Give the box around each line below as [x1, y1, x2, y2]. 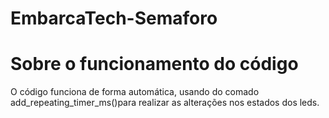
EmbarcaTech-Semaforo [10, 7, 218, 30]
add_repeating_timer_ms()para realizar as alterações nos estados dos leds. [10, 97, 320, 109]
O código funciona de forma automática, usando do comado [10, 86, 260, 98]
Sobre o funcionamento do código [10, 53, 299, 76]
